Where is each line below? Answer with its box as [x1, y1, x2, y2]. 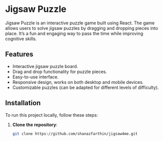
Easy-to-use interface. [12, 73, 59, 80]
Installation [5, 99, 41, 107]
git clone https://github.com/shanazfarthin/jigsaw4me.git [12, 131, 138, 136]
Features [5, 50, 33, 59]
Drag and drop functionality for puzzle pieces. [12, 69, 107, 74]
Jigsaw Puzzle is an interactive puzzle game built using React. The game [5, 20, 155, 26]
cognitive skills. [5, 36, 37, 42]
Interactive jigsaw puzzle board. [12, 63, 78, 69]
